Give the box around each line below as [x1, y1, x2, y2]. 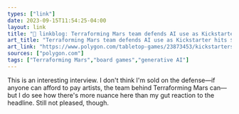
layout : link [7, 23, 46, 30]
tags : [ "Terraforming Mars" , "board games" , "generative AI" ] [7, 57, 190, 64]
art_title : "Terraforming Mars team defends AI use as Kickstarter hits [7, 37, 228, 44]
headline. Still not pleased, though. [7, 98, 109, 107]
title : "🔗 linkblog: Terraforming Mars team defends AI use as [7, 30, 199, 38]
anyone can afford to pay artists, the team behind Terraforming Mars [7, 83, 208, 92]
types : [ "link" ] [7, 10, 55, 18]
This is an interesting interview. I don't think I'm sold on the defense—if [7, 76, 216, 84]
